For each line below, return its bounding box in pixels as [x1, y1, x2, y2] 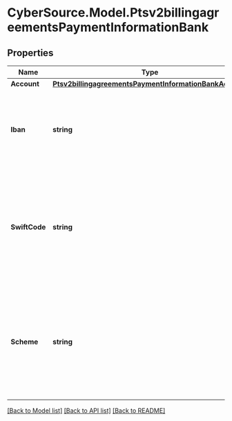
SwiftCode [10, 222, 46, 232]
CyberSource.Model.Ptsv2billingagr [7, 5, 220, 21]
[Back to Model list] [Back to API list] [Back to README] [7, 407, 166, 415]
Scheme [10, 337, 39, 346]
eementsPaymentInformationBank [7, 19, 209, 35]
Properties [7, 47, 54, 59]
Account [10, 79, 39, 88]
